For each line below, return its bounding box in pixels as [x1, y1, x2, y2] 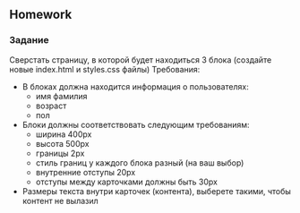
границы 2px [35, 148, 85, 158]
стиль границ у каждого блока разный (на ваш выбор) [35, 157, 244, 168]
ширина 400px [35, 129, 92, 140]
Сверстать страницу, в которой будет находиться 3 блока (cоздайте [9, 54, 272, 65]
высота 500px [35, 138, 90, 149]
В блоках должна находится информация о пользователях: [21, 81, 249, 92]
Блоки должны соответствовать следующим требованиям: [21, 119, 250, 130]
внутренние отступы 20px [35, 166, 136, 177]
